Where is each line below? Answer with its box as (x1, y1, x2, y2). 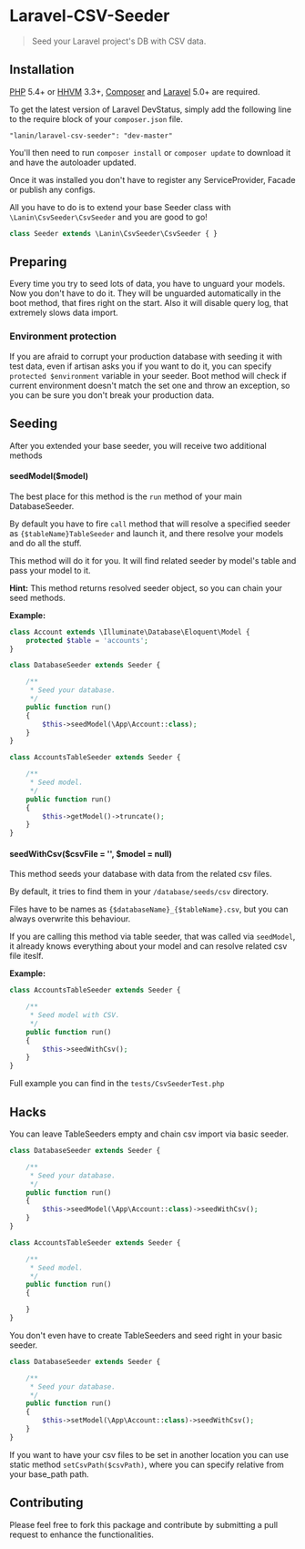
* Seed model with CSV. (29, 1011, 120, 1020)
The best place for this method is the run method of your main (9, 491, 243, 502)
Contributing (9, 1495, 84, 1511)
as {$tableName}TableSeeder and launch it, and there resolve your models (9, 527, 284, 538)
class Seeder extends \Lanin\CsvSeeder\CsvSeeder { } (9, 229, 219, 238)
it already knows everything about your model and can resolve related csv (9, 941, 288, 952)
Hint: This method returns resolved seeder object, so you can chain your (9, 582, 282, 593)
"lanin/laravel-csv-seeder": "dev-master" (9, 131, 173, 140)
